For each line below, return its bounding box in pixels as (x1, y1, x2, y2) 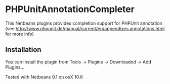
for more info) (5, 31, 34, 37)
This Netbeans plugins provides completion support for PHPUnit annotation (5, 20, 163, 26)
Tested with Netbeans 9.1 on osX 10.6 (5, 74, 83, 80)
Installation (5, 45, 41, 54)
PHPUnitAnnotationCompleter (5, 4, 135, 15)
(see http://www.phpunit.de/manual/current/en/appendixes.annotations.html (5, 25, 165, 31)
